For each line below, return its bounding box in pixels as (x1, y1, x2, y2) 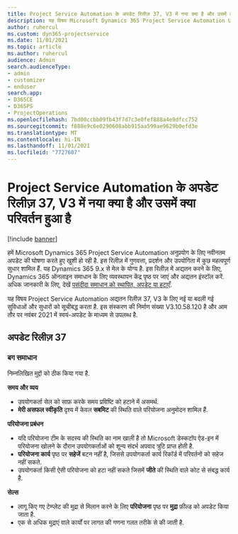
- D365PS (7, 103, 33, 110)
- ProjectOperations (7, 109, 69, 116)
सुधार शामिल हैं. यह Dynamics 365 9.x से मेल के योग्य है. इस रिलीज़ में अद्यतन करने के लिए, (7, 264, 222, 273)
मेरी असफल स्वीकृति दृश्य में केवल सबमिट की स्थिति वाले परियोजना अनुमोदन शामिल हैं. (17, 405, 208, 414)
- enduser (7, 83, 37, 90)
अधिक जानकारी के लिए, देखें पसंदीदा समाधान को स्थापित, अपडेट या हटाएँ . (7, 280, 172, 288)
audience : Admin (7, 57, 55, 64)
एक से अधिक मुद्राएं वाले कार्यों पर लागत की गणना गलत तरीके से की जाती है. (17, 518, 184, 526)
